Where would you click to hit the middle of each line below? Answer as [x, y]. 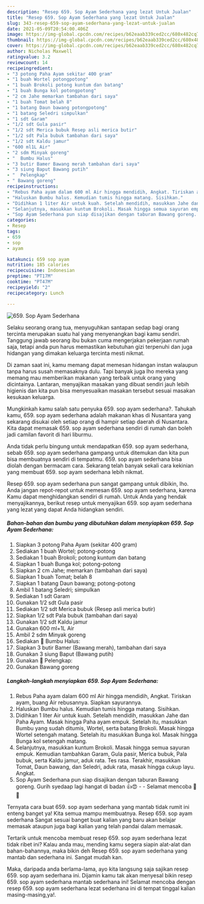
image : [15, 35]
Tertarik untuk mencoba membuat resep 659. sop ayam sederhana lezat [97, 838]
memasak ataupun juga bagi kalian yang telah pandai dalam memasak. [95, 826]
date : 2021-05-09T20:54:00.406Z [48, 29]
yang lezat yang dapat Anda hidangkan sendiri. [66, 509]
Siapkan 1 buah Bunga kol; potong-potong [68, 564]
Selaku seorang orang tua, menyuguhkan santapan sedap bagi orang [93, 327]
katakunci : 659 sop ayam [38, 259]
